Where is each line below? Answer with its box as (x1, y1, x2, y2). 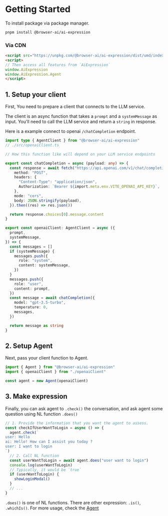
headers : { (14, 175, 37, 180)
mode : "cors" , (14, 193, 43, 199)
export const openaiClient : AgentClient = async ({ (5, 226, 115, 231)
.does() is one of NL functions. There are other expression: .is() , (5, 499, 141, 505)
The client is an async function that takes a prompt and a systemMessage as (5, 113, 157, 119)
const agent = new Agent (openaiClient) (5, 379, 88, 384)
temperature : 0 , (14, 305, 48, 310)
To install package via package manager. (5, 20, 89, 26)
